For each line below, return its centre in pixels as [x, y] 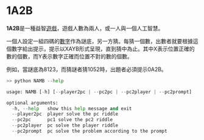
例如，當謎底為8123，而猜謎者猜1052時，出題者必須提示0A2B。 [87, 69]
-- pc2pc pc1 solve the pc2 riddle [62, 120]
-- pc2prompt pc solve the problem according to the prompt [90, 131]
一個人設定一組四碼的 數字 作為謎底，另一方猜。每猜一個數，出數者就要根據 [100, 41]
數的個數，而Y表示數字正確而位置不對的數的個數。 [69, 56]
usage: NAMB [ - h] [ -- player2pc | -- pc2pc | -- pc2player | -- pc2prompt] [99, 92]
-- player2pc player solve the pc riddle [65, 114]
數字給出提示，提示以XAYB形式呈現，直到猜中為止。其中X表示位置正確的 [103, 49]
